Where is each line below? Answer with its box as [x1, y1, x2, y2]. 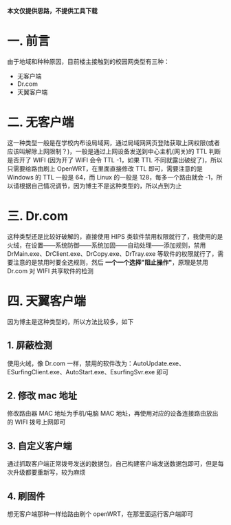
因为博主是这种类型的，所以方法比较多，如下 [7, 317, 134, 325]
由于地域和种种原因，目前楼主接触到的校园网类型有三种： [7, 57, 170, 65]
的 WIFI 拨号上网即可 [7, 418, 66, 426]
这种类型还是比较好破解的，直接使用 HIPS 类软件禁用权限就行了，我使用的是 [7, 232, 223, 240]
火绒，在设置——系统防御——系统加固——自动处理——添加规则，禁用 [7, 241, 206, 249]
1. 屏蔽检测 [7, 340, 53, 352]
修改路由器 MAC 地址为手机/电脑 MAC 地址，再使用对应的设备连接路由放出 [7, 409, 219, 418]
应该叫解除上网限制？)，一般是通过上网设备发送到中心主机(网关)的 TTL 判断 [7, 147, 221, 156]
